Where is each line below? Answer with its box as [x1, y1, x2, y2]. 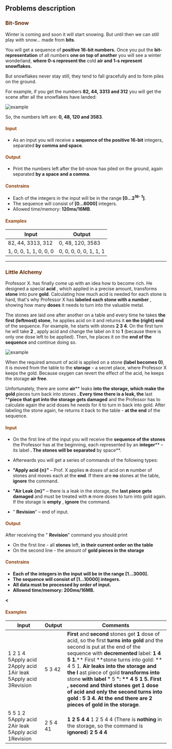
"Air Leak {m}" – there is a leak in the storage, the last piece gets [12, 488, 152, 494]
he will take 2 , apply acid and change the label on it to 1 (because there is [5, 328, 161, 334]
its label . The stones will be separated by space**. [12, 447, 121, 453]
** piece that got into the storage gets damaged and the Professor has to [5, 397, 161, 403]
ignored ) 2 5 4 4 [67, 729, 107, 736]
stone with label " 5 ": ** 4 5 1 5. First [67, 676, 162, 683]
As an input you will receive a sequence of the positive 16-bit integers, [12, 137, 163, 143]
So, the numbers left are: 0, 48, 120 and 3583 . [5, 114, 103, 120]
